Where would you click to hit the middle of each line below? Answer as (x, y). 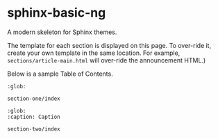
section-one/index (34, 99)
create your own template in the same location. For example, (94, 53)
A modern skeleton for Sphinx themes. (62, 32)
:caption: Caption (34, 117)
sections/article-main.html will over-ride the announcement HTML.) (107, 60)
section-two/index (34, 129)
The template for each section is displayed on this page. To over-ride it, (109, 45)
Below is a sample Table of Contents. (60, 74)
